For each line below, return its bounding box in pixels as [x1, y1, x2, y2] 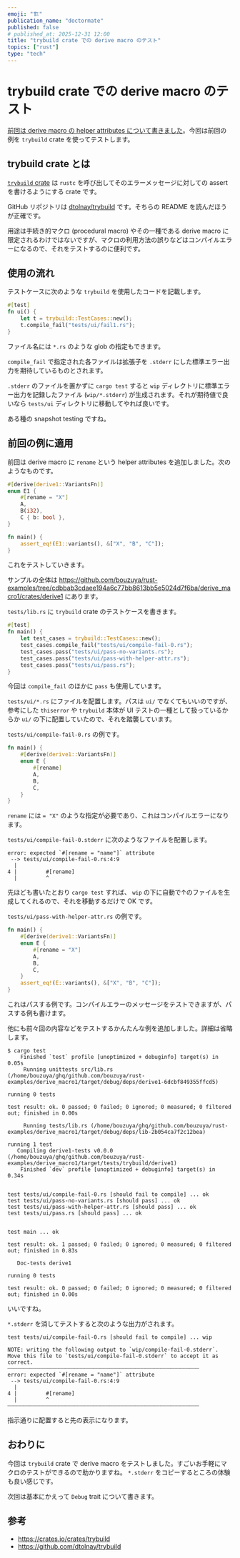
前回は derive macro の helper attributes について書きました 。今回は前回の [7, 126, 227, 134]
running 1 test [7, 1141, 53, 1148]
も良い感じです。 [7, 1477, 57, 1485]
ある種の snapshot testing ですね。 [7, 414, 111, 423]
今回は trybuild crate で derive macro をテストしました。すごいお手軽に [7, 1459, 221, 1467]
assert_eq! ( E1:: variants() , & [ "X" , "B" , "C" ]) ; [20, 540, 164, 547]
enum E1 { [7, 487, 37, 495]
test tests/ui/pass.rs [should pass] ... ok [7, 1210, 142, 1217]
